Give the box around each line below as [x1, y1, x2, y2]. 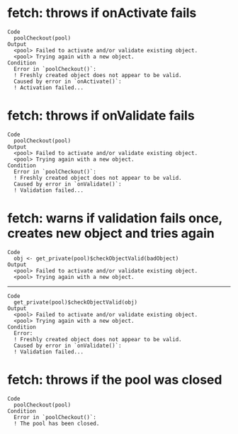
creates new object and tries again [7, 225, 215, 241]
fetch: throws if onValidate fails [7, 108, 195, 124]
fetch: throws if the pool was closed [7, 372, 222, 387]
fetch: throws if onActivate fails [7, 5, 197, 21]
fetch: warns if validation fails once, [7, 210, 223, 227]
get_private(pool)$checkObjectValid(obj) [13, 299, 138, 306]
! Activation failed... [13, 84, 84, 91]
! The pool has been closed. [13, 420, 100, 427]
